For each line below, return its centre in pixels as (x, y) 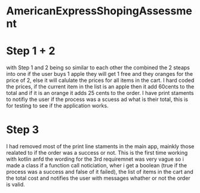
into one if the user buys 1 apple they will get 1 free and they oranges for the (99, 74)
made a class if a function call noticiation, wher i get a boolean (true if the (96, 166)
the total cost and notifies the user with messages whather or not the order (99, 178)
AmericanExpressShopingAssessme (99, 11)
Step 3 (23, 130)
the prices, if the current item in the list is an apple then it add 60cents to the (100, 87)
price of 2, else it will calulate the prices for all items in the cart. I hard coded (100, 80)
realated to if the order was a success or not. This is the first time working (97, 153)
